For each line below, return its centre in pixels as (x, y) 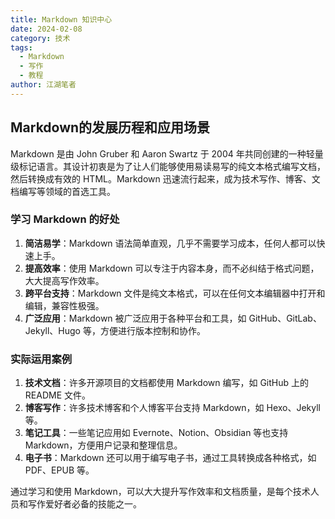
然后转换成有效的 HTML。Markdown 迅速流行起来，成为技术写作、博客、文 (165, 178)
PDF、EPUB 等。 (59, 470)
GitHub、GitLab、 (285, 318)
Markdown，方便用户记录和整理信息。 (103, 445)
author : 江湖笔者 (43, 85)
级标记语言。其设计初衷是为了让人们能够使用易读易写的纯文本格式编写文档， (168, 166)
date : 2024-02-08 (46, 29)
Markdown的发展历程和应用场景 (110, 127)
